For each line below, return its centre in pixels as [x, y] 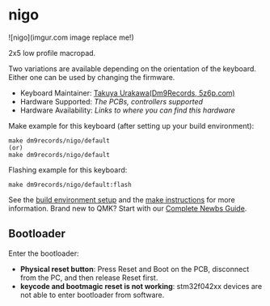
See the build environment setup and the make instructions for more [122, 199]
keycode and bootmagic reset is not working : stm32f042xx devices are [141, 286]
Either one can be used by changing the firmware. [92, 77]
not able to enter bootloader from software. [92, 295]
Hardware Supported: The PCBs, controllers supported [112, 101]
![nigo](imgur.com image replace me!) [72, 37]
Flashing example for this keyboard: [68, 170]
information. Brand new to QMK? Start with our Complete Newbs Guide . [128, 208]
